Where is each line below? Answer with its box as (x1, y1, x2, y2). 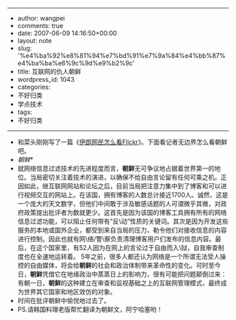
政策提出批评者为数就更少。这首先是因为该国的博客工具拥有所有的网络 (23, 209, 227, 216)
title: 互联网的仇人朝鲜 (17, 68, 81, 75)
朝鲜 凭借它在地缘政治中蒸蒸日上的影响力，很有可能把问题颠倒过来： (29, 270, 227, 278)
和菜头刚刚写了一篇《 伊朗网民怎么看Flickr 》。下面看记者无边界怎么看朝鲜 (17, 138, 228, 146)
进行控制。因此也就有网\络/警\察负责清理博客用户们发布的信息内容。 (17, 235, 216, 243)
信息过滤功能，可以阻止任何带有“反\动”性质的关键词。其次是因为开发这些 (17, 217, 229, 226)
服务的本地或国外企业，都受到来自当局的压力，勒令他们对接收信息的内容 (17, 226, 227, 234)
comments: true (17, 22, 64, 30)
